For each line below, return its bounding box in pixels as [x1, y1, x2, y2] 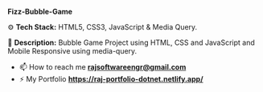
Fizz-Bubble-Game [7, 7, 73, 16]
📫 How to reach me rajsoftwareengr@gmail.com [18, 62, 187, 71]
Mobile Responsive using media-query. [7, 46, 138, 55]
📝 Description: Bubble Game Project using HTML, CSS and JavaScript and [7, 38, 255, 47]
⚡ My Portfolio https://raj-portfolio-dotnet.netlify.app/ [18, 74, 203, 83]
